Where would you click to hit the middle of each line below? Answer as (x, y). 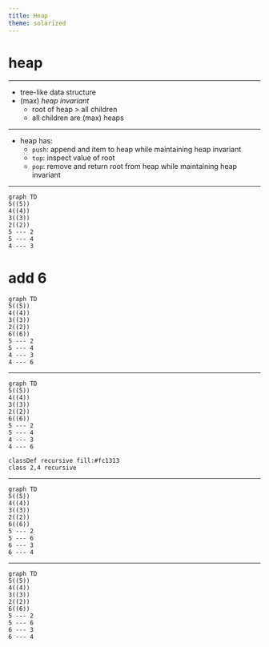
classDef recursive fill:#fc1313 (64, 461)
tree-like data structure (58, 92)
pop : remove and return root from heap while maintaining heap (134, 167)
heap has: (36, 141)
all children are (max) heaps (78, 118)
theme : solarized (37, 23)
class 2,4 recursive (43, 468)
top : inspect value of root (73, 158)
